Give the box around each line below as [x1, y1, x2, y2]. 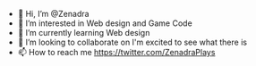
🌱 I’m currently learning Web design [17, 28, 150, 37]
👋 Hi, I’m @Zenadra [17, 9, 90, 19]
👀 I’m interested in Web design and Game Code [17, 18, 192, 29]
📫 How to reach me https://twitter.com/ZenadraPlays [17, 47, 216, 57]
